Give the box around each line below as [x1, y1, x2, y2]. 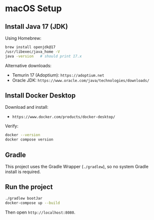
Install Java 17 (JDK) [5, 22, 68, 31]
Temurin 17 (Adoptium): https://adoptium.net [12, 72, 105, 78]
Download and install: [5, 104, 49, 110]
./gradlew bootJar [5, 196, 43, 200]
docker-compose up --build [5, 200, 60, 205]
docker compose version [5, 137, 54, 142]
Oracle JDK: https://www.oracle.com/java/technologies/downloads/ [12, 77, 150, 83]
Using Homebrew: [5, 35, 42, 41]
